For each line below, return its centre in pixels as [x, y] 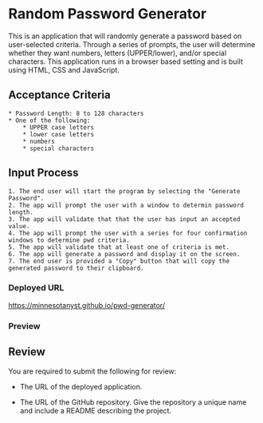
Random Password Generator [108, 14]
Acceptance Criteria [59, 95]
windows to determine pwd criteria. [69, 240]
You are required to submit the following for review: [92, 371]
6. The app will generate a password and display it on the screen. [124, 254]
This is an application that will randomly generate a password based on [125, 36]
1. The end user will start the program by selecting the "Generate [124, 191]
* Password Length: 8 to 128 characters [77, 113]
